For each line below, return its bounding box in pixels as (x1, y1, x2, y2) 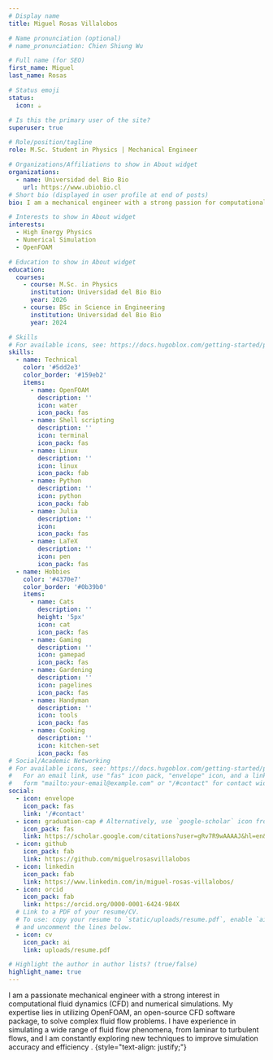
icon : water (37, 401, 79, 409)
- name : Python (29, 477, 82, 485)
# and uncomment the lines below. (15, 923, 132, 931)
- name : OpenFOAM (29, 386, 89, 395)
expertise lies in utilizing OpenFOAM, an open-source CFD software (8, 1008, 236, 1017)
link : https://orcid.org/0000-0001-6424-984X (23, 901, 180, 909)
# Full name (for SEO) (8, 56, 85, 65)
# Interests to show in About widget (8, 213, 136, 221)
